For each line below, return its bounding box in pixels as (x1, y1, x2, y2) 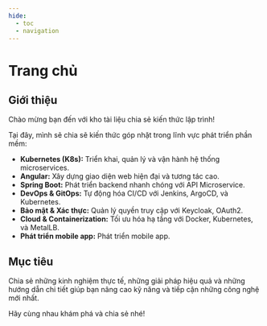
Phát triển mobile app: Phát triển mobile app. (19, 231, 170, 241)
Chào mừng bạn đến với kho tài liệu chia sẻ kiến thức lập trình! (8, 114, 216, 125)
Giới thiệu (8, 93, 58, 107)
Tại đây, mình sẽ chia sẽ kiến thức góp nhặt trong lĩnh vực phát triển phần (8, 130, 253, 140)
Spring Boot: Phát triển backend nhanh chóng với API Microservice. (19, 180, 245, 190)
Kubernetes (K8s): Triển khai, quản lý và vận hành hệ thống (19, 155, 220, 164)
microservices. (19, 163, 70, 173)
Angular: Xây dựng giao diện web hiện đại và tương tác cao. (19, 171, 220, 181)
